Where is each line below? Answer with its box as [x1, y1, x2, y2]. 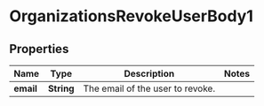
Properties [9, 42, 69, 57]
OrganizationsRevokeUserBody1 [9, 6, 253, 26]
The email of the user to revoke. [83, 82, 216, 95]
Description [124, 68, 175, 79]
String [47, 82, 75, 95]
